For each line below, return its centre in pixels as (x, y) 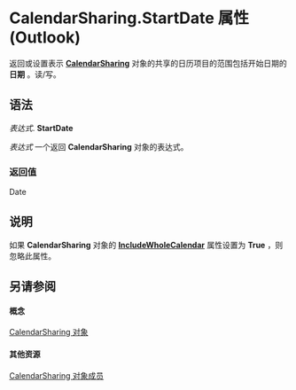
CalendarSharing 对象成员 (57, 375)
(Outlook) (45, 38)
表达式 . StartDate (41, 128)
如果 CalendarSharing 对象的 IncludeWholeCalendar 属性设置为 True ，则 (146, 245)
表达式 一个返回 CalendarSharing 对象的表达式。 (99, 146)
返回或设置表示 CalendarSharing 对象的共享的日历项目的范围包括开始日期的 (148, 63)
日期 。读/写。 (35, 74)
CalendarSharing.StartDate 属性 (129, 18)
